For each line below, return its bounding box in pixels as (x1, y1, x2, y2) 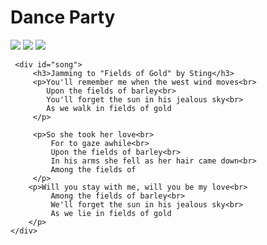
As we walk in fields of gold (46, 103, 172, 113)
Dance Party (10, 6, 116, 29)
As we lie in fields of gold (50, 208, 172, 218)
